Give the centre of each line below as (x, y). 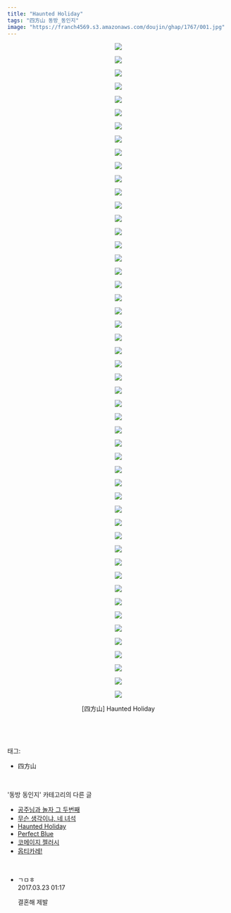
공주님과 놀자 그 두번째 (49, 810)
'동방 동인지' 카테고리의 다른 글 (50, 795)
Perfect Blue (36, 834)
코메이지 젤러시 (38, 842)
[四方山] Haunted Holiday (118, 709)
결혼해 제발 (33, 902)
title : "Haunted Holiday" (45, 14)
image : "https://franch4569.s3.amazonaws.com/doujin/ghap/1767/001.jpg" (116, 27)
